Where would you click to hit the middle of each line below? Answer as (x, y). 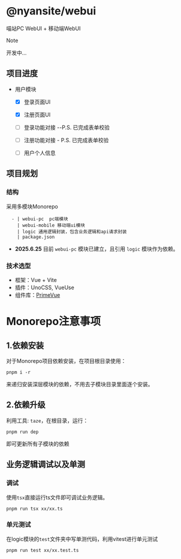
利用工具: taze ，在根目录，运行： (47, 420)
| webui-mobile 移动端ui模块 (51, 225)
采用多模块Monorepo (32, 206)
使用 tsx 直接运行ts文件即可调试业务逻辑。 (57, 497)
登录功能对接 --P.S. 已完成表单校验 (67, 127)
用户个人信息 (40, 153)
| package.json (36, 237)
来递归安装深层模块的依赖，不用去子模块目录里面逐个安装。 (80, 384)
